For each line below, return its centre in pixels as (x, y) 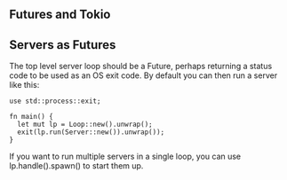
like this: (24, 85)
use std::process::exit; (55, 101)
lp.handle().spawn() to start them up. (76, 166)
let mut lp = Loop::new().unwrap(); (85, 125)
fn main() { (31, 117)
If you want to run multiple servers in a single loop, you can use (125, 157)
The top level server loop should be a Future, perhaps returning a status (141, 67)
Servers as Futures (63, 45)
